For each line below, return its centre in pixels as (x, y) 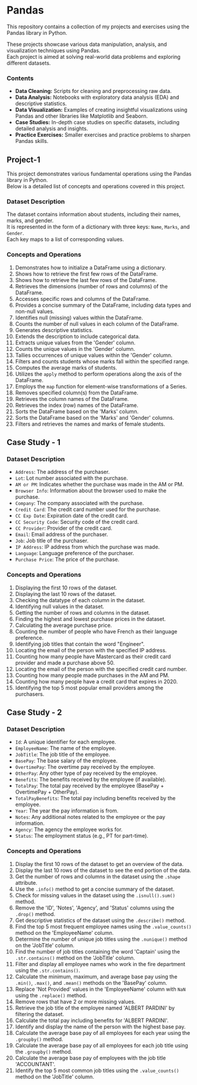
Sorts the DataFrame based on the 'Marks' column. (77, 411)
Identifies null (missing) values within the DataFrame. (79, 317)
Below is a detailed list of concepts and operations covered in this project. (96, 187)
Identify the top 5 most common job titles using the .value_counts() (97, 1070)
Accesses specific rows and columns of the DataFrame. (82, 298)
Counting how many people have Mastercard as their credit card (93, 656)
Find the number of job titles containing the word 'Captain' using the (98, 951)
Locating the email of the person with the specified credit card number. (101, 669)
